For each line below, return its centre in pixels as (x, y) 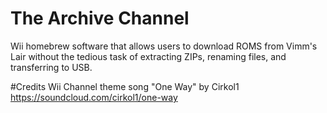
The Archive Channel (100, 18)
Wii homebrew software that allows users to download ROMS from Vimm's (164, 46)
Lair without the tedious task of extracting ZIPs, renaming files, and (148, 56)
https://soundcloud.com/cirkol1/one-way (94, 97)
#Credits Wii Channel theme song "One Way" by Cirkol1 (125, 86)
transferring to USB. (51, 67)
